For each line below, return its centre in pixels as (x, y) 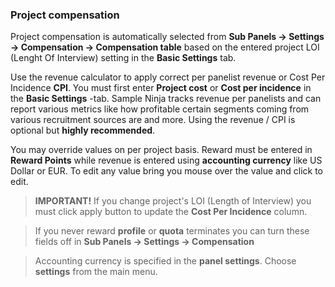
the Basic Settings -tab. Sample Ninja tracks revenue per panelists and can (166, 99)
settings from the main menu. (96, 272)
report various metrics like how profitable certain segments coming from (160, 109)
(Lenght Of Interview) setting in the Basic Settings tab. (123, 58)
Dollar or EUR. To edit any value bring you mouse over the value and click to (166, 171)
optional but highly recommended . (83, 130)
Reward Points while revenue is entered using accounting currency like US (166, 160)
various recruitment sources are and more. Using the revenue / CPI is (153, 120)
